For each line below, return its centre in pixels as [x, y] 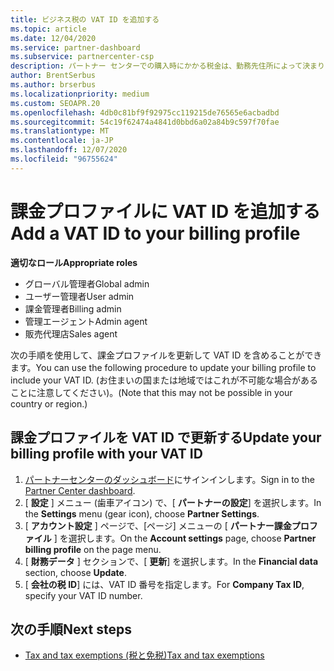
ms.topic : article [48, 29]
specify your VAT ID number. [83, 595]
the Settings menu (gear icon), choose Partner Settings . [142, 513]
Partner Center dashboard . [80, 490]
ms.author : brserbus [53, 85]
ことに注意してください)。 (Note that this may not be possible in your [151, 392]
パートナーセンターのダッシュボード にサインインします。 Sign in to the [169, 479]
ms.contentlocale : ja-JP [62, 141]
